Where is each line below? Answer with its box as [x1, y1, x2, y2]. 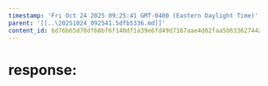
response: [8, 61, 77, 79]
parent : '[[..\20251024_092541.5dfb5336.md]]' [8, 19, 166, 27]
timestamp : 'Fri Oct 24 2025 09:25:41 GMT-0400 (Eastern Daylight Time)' [8, 11, 259, 20]
